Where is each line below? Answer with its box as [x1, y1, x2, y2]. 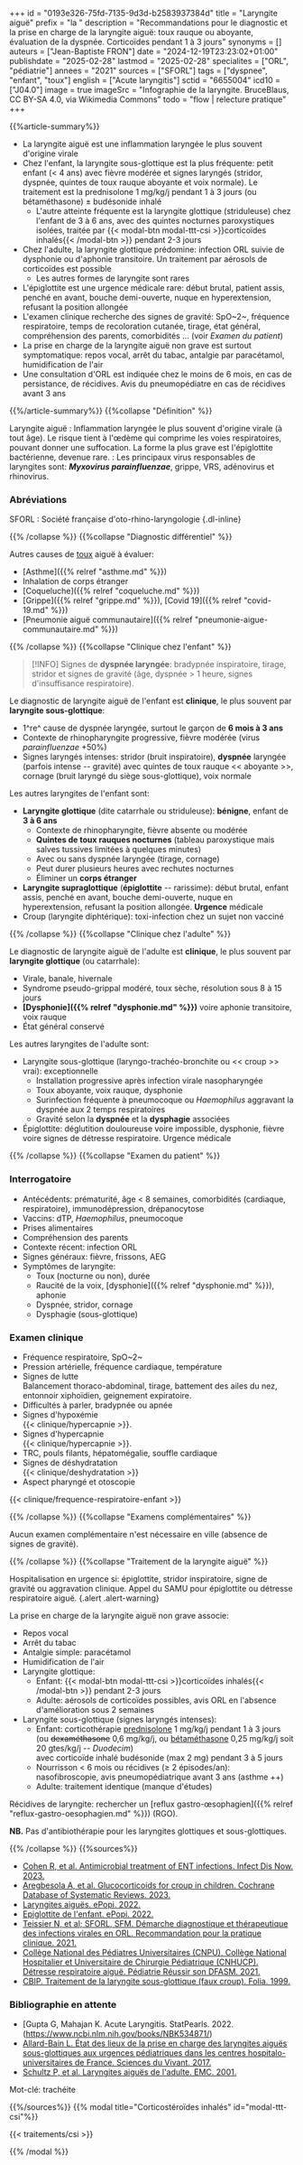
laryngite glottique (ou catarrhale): [9, 956, 140, 967]
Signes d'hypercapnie [22, 1428, 105, 1439]
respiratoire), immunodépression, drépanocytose [22, 1203, 205, 1213]
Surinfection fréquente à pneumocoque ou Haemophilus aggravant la [35, 1094, 294, 1105]
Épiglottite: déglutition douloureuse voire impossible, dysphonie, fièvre [22, 1123, 285, 1134]
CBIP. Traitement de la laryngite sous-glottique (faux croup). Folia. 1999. [22, 1975, 291, 1986]
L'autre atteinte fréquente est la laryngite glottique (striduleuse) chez [35, 206, 291, 216]
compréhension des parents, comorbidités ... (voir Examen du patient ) [22, 330, 284, 341]
